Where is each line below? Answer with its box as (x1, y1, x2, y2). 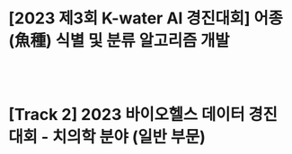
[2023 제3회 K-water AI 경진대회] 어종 (8, 8, 284, 29)
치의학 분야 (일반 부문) (51, 127, 206, 148)
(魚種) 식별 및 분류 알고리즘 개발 (8, 30, 230, 51)
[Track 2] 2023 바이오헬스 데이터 (8, 105, 245, 125)
